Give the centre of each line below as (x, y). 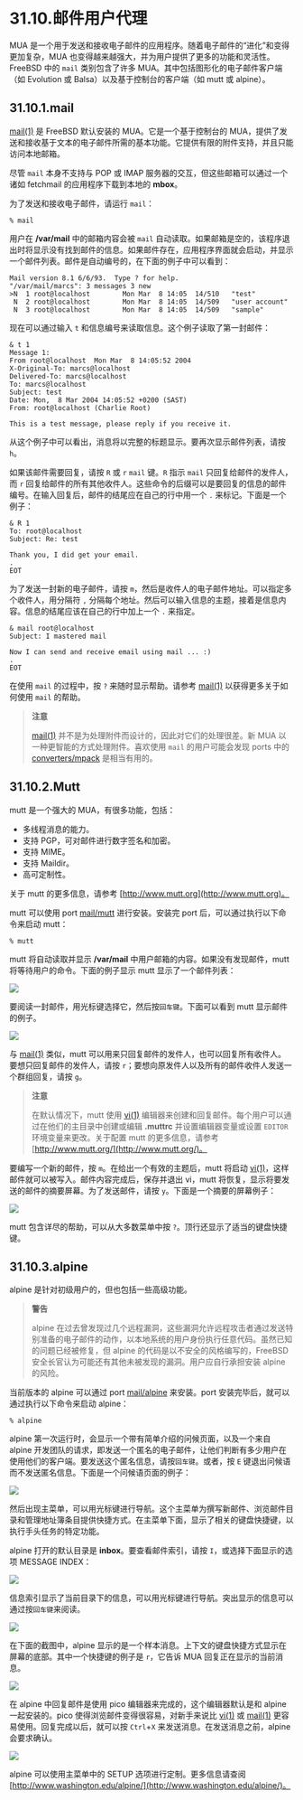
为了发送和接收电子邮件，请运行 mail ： (82, 203)
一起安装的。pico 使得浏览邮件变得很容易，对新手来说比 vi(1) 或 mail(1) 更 (146, 1716)
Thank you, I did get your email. (74, 555)
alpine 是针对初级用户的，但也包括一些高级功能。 (101, 1289)
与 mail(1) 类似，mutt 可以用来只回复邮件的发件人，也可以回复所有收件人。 (148, 1054)
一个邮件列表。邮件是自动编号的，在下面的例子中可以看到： (120, 261)
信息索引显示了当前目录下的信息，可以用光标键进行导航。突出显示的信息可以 (151, 1598)
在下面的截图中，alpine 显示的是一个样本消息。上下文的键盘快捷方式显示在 (148, 1645)
